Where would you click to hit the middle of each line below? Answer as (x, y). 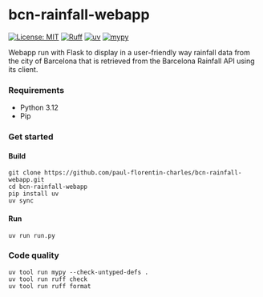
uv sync (21, 201)
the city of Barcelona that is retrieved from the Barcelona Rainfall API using (131, 61)
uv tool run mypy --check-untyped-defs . (79, 272)
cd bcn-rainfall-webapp (48, 187)
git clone (25, 173)
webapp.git (26, 180)
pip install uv (34, 194)
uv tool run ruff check (48, 279)
